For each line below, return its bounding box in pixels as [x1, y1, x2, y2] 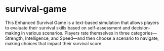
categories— [130, 30, 157, 36]
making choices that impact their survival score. [5, 40, 103, 46]
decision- [131, 25, 151, 30]
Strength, [5, 35, 24, 41]
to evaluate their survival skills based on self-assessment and [5, 25, 130, 30]
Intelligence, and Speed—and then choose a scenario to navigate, [25, 35, 159, 41]
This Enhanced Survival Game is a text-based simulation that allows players [5, 20, 159, 25]
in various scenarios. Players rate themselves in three [21, 30, 130, 36]
